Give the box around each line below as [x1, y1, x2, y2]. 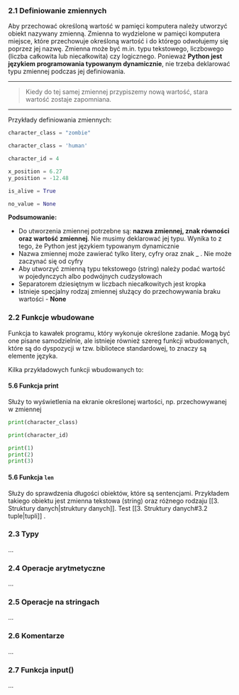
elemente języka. [8, 351, 58, 360]
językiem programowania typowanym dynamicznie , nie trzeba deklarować [8, 60, 230, 68]
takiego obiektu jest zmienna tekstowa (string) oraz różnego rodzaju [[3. [8, 497, 219, 505]
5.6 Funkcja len [8, 472, 55, 482]
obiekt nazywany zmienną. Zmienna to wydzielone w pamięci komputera [8, 29, 221, 38]
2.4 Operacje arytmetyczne [8, 563, 106, 573]
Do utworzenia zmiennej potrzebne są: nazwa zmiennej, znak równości [18, 227, 230, 235]
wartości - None [18, 295, 67, 304]
